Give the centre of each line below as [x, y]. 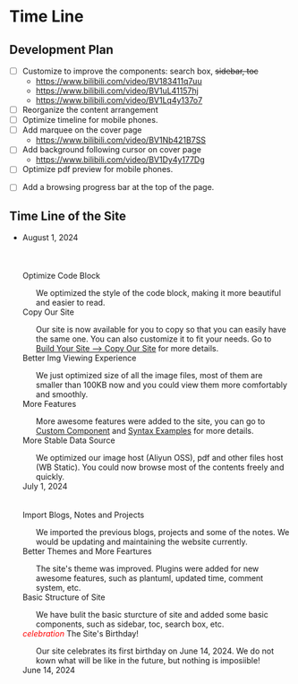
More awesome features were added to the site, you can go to [150, 421]
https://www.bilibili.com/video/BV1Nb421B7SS [121, 140]
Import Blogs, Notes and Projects [83, 515]
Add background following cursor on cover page [111, 150]
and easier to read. [70, 303]
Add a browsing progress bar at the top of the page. [118, 187]
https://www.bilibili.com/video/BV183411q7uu [119, 82]
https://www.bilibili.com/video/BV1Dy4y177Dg [120, 160]
